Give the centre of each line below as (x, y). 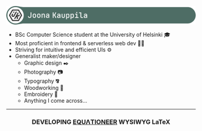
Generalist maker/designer (48, 56)
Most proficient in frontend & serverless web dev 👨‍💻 (80, 43)
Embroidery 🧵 (41, 94)
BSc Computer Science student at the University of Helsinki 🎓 (93, 34)
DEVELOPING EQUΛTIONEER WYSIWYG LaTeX (101, 122)
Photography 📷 (43, 72)
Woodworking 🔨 (44, 88)
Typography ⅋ (42, 81)
